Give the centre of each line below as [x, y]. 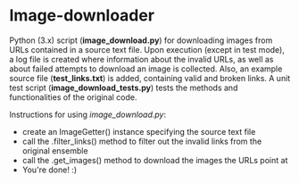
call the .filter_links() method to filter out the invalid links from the [142, 141]
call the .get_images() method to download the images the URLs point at [155, 160]
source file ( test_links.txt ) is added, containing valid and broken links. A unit [150, 78]
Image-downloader [82, 16]
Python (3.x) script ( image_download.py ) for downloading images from [141, 40]
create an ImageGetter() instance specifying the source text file [139, 131]
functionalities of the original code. [73, 97]
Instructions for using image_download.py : [88, 114]
